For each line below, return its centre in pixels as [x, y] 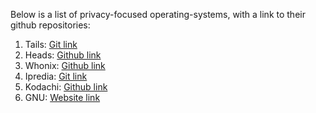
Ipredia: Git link [56, 76]
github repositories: [50, 25]
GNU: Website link [62, 97]
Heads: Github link [63, 55]
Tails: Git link [51, 44]
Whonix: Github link [65, 65]
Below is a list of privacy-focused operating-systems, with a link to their [158, 14]
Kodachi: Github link [66, 87]
